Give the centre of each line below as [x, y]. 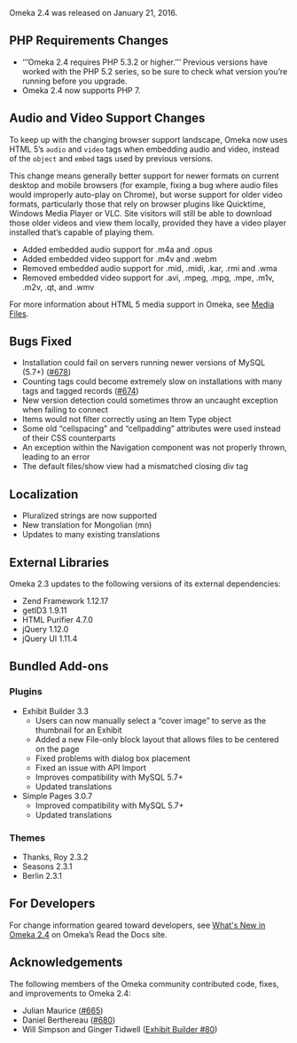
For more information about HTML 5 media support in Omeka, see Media [142, 304]
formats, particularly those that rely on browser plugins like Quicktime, [137, 204]
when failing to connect [65, 410]
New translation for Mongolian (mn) [87, 525]
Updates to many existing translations [91, 535]
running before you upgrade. [74, 81]
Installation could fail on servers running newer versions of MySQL [144, 363]
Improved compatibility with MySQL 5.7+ [109, 805]
